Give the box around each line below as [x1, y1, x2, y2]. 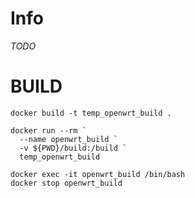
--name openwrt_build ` [19, 134, 118, 144]
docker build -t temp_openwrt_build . [10, 108, 172, 118]
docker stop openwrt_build [10, 178, 123, 188]
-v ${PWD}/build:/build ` [19, 143, 128, 153]
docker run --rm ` [10, 125, 87, 136]
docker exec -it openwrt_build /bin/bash [10, 169, 186, 179]
